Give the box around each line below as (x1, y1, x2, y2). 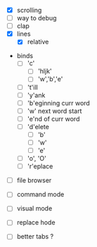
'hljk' (37, 67, 52, 76)
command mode (16, 190, 65, 199)
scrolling (16, 6, 42, 14)
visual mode (16, 204, 53, 213)
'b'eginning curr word (27, 98, 91, 107)
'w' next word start (27, 107, 82, 115)
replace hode (16, 218, 56, 227)
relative (27, 38, 49, 46)
